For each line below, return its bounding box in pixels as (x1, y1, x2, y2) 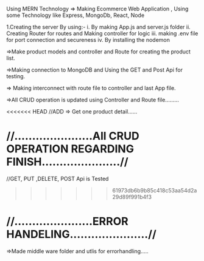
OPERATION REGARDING (6, 142, 134, 156)
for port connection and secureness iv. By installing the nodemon (6, 36, 171, 43)
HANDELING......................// (6, 228, 157, 242)
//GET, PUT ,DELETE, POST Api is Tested (6, 175, 109, 182)
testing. (6, 73, 26, 80)
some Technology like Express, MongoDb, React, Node (6, 12, 145, 19)
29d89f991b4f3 (112, 193, 152, 200)
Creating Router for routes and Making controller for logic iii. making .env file (6, 30, 199, 37)
